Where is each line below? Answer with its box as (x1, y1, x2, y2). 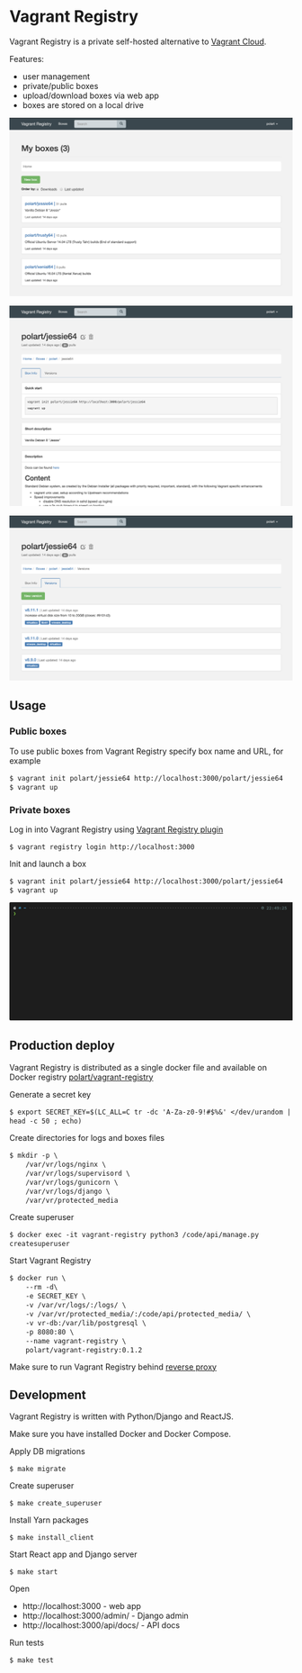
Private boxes (9, 803, 71, 816)
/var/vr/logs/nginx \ (25, 1160, 106, 1169)
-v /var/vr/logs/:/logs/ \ (25, 1300, 127, 1309)
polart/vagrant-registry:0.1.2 (25, 1345, 143, 1354)
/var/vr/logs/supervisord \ (25, 1169, 130, 1178)
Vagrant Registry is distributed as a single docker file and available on (9, 1062, 268, 1072)
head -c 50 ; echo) (9, 1117, 83, 1126)
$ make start (9, 1568, 58, 1577)
